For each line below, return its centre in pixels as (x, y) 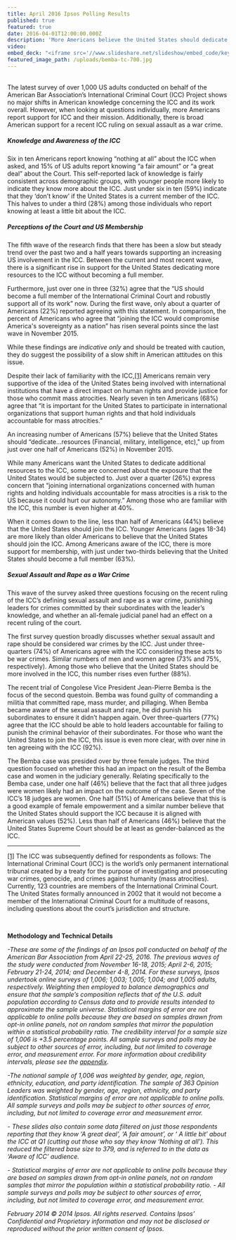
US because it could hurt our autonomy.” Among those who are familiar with (117, 500)
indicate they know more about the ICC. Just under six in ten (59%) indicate (117, 188)
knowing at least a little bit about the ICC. (67, 211)
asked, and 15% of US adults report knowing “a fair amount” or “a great (111, 166)
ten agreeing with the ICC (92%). (55, 747)
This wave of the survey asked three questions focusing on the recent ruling (118, 593)
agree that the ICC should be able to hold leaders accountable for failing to (115, 725)
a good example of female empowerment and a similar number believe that (116, 806)
